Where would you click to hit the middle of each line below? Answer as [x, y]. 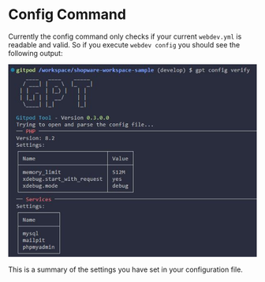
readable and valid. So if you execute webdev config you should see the [124, 44]
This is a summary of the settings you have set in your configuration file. [125, 269]
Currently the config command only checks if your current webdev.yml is [125, 36]
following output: [35, 53]
